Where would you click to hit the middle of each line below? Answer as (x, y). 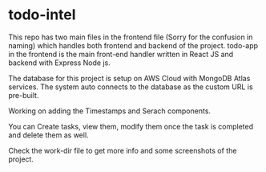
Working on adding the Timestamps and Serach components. (109, 111)
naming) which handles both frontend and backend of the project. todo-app (133, 45)
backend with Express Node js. (59, 63)
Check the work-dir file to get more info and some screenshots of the (123, 150)
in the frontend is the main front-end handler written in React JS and (121, 54)
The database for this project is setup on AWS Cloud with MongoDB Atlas (129, 78)
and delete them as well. (49, 135)
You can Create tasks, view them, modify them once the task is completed (131, 126)
